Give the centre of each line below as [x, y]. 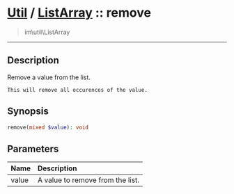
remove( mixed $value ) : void [48, 127]
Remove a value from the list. [49, 77]
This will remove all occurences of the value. [78, 90]
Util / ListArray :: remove [79, 13]
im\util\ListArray [47, 32]
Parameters [33, 148]
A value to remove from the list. [88, 180]
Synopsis [28, 112]
